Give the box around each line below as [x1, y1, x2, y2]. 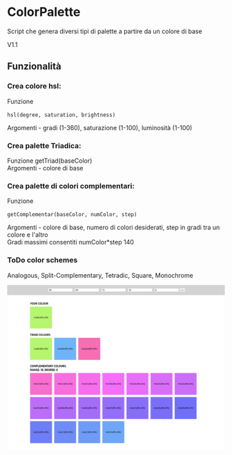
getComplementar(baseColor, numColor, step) [7, 211, 137, 218]
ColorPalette [7, 4, 81, 20]
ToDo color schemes [7, 256, 78, 265]
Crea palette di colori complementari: [7, 181, 135, 190]
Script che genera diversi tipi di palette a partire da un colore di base [7, 27, 202, 35]
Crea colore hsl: [7, 81, 61, 91]
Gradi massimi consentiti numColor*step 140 [7, 238, 135, 247]
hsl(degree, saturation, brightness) [7, 111, 116, 118]
